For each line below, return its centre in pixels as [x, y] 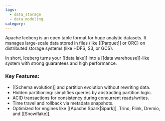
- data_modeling [26, 19]
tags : [11, 10]
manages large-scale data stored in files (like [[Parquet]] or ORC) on [75, 43]
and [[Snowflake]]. [31, 114]
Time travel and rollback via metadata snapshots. [63, 103]
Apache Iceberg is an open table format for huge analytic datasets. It [76, 38]
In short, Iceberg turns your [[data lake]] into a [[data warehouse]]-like [77, 58]
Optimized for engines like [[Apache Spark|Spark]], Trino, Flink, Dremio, [86, 108]
